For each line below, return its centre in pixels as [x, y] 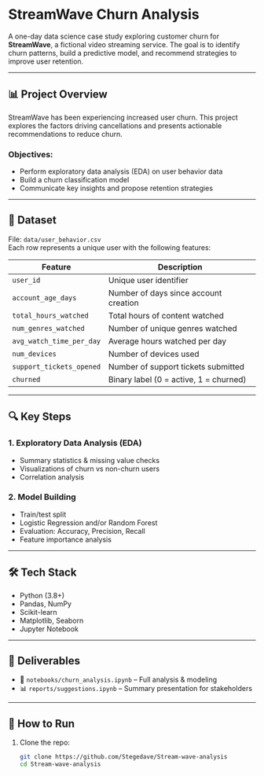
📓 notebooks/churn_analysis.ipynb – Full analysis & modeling [118, 680]
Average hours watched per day [167, 341]
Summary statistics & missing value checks [89, 460]
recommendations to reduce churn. [66, 134]
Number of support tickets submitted [177, 366]
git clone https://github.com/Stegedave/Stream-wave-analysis [123, 757]
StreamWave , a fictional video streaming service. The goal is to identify [124, 44]
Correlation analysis [52, 476]
